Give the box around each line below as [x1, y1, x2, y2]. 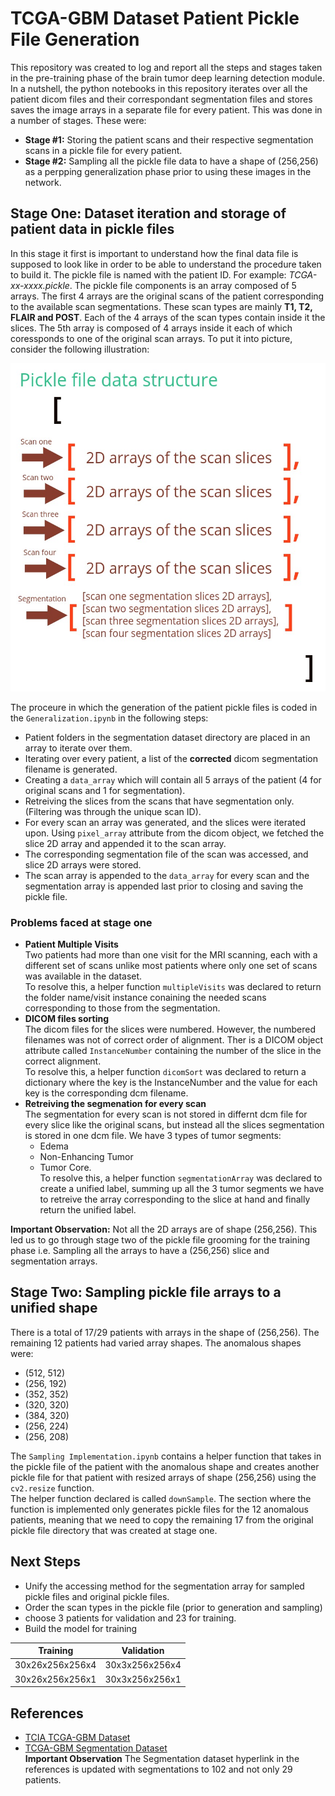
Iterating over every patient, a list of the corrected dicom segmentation [24, 752, 318, 764]
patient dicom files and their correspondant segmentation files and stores [10, 93, 313, 105]
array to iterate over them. [24, 742, 133, 754]
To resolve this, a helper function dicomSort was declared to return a [24, 1066, 307, 1078]
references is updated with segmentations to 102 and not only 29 [24, 1763, 293, 1775]
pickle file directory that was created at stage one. [10, 1524, 218, 1536]
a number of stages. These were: [10, 114, 147, 126]
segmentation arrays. [10, 1255, 98, 1267]
